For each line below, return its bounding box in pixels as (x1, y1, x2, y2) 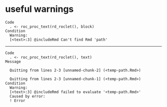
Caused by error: (9, 94, 46, 99)
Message (5, 59, 21, 64)
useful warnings (5, 3, 74, 15)
